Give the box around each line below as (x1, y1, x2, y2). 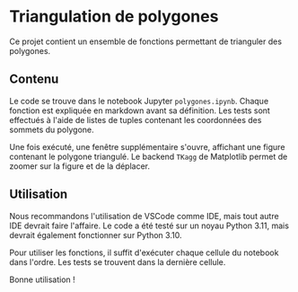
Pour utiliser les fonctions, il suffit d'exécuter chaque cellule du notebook (9, 247, 279, 258)
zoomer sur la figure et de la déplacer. (9, 160, 151, 172)
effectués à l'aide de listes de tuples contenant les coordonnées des (9, 114, 262, 125)
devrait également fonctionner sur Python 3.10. (9, 229, 182, 240)
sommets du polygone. (9, 124, 94, 135)
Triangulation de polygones (9, 6, 219, 27)
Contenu (9, 72, 59, 87)
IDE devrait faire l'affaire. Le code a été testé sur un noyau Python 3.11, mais (9, 220, 290, 231)
